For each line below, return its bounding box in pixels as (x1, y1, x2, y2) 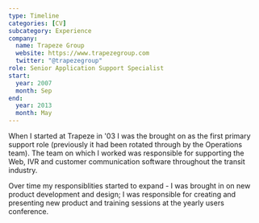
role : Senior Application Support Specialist (8, 64, 164, 72)
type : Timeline (8, 11, 60, 20)
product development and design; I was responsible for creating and (8, 190, 236, 199)
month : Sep (15, 86, 52, 95)
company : (8, 34, 38, 43)
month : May (15, 109, 52, 118)
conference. (8, 207, 49, 216)
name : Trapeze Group (15, 42, 85, 50)
